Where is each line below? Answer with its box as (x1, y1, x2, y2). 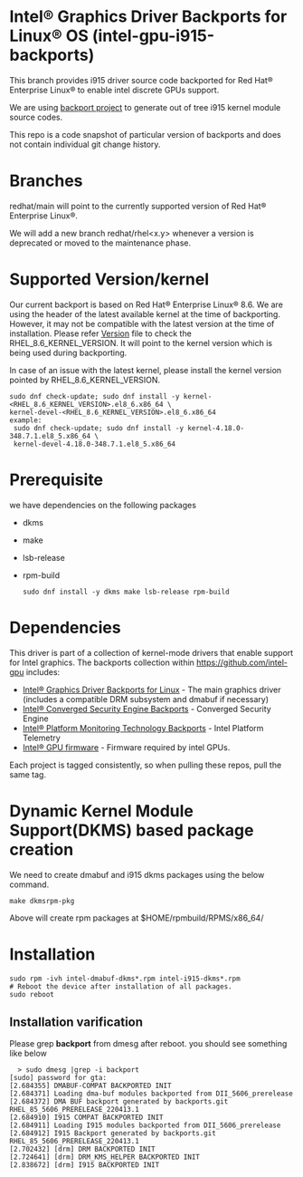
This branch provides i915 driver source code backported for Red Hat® (9, 74, 273, 85)
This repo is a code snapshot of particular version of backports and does (9, 129, 282, 140)
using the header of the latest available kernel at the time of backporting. (9, 308, 280, 319)
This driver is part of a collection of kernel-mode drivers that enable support (9, 647, 294, 658)
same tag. (9, 768, 47, 780)
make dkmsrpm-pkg (9, 896, 75, 905)
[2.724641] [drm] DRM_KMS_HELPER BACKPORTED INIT (9, 1153, 201, 1162)
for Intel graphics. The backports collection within (9, 657, 194, 668)
